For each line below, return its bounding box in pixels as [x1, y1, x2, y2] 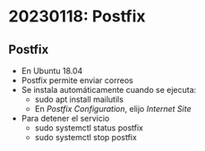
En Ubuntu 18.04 [21, 65, 83, 76]
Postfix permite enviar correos [21, 75, 133, 86]
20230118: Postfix [8, 6, 146, 27]
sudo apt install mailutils [34, 94, 124, 105]
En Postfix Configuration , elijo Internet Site [34, 104, 192, 113]
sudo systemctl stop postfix [34, 132, 138, 142]
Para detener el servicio [21, 113, 110, 123]
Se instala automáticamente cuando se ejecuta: [21, 85, 197, 95]
